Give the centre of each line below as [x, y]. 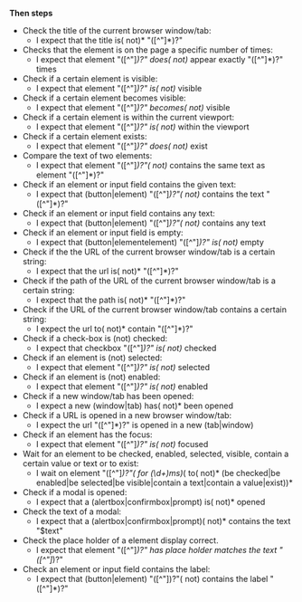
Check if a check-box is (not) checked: [95, 338]
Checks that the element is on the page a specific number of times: [148, 50]
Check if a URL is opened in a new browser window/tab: [127, 415]
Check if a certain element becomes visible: [104, 98]
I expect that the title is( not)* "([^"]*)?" [109, 40]
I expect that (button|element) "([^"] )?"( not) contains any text [151, 223]
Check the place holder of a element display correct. [120, 540]
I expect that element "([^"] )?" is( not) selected [123, 367]
